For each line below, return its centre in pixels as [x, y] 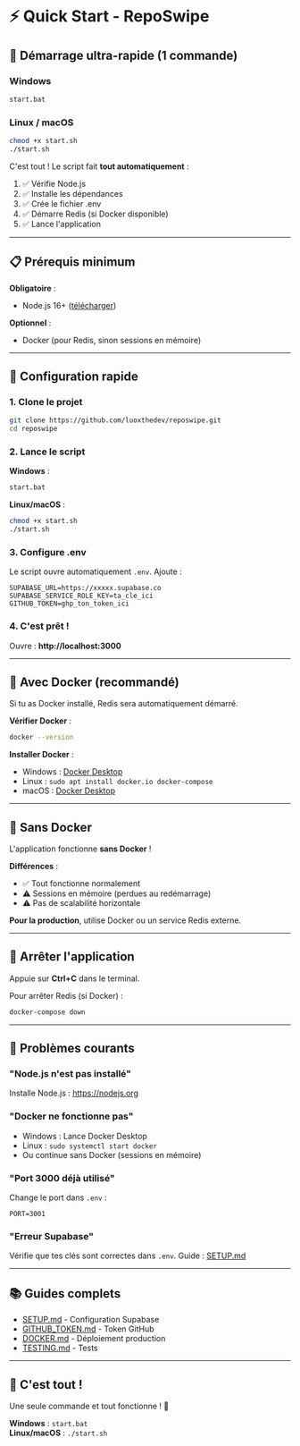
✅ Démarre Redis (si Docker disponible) [95, 214]
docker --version [42, 738]
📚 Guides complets [65, 1294]
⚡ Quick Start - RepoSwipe [109, 17]
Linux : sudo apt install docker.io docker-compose [117, 782]
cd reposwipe [33, 429]
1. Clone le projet [46, 402]
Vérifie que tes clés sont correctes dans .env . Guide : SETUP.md [128, 1256]
